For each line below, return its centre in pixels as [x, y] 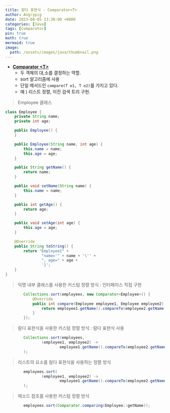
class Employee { [24, 112]
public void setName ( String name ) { [53, 186]
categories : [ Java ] [26, 24]
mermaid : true [20, 43]
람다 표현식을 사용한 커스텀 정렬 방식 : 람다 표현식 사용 [71, 328]
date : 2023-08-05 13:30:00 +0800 [40, 19]
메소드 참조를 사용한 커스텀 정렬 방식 [53, 396]
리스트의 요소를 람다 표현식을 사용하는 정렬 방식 [64, 362]
